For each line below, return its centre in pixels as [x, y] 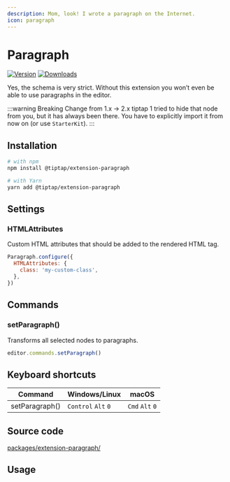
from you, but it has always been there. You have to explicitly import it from [115, 116]
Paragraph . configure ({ [40, 257]
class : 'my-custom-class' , [59, 270]
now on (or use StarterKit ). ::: [51, 124]
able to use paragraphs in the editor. [59, 95]
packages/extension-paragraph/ [54, 448]
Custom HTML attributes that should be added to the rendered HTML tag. [113, 244]
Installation [32, 145]
